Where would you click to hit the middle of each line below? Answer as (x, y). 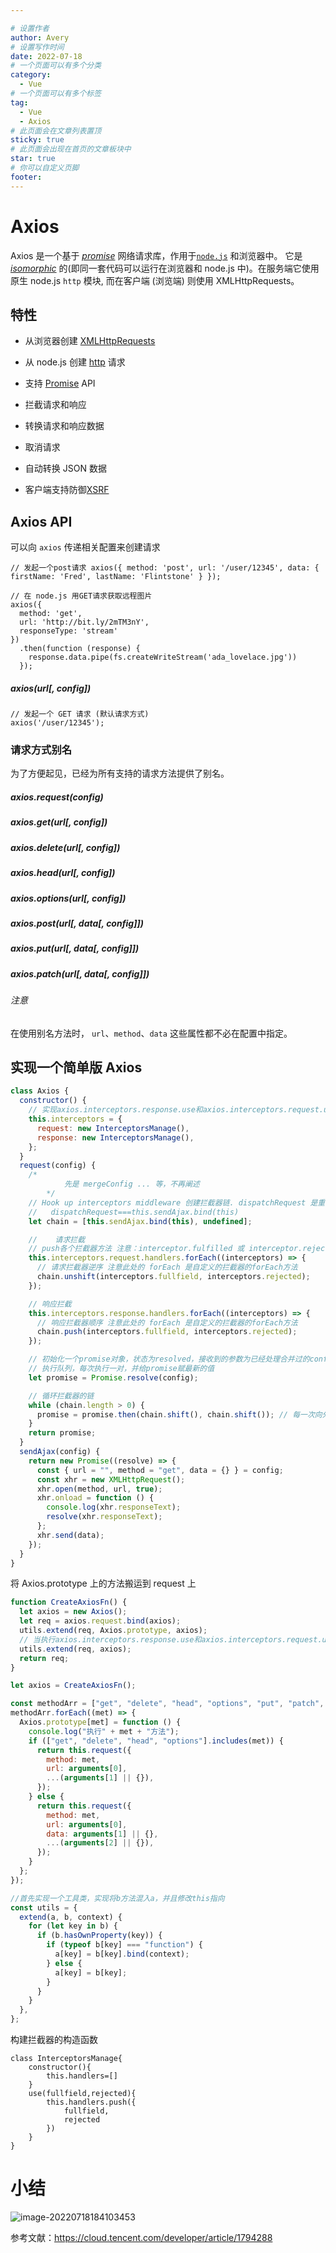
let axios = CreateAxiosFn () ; (73, 1686)
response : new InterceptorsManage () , (115, 1137)
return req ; (44, 1658)
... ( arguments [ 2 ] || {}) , (100, 1843)
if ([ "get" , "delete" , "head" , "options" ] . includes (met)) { (156, 1741)
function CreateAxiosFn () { (69, 1602)
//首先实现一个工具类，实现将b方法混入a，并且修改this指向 (117, 1898)
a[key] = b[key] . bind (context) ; (122, 1954)
